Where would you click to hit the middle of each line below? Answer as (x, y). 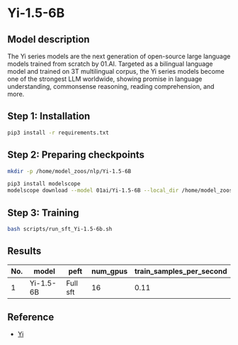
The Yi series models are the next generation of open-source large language (119, 56)
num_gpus (109, 271)
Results (24, 251)
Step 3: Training (43, 213)
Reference (31, 317)
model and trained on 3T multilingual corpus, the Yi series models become (116, 71)
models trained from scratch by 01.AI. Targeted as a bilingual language (110, 64)
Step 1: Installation (49, 116)
